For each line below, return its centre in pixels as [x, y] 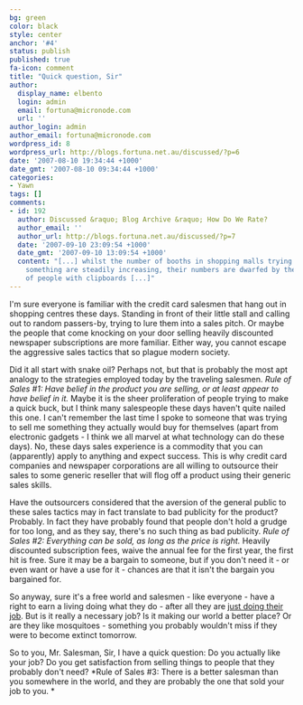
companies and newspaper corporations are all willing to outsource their [144, 465]
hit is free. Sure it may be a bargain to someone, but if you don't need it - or [150, 559]
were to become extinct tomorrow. [73, 634]
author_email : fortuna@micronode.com [80, 136]
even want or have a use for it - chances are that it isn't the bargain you [142, 569]
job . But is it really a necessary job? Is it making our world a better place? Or [151, 616]
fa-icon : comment [42, 69]
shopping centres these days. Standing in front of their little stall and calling [150, 314]
